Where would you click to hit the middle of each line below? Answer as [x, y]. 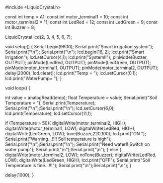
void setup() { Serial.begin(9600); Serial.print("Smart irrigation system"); [79, 46]
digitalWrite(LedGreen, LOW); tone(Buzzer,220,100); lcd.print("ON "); [76, 134]
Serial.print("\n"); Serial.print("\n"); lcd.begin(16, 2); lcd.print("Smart [75, 52]
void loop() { [18, 88]
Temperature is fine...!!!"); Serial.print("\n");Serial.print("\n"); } [68, 165]
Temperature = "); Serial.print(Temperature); [50, 103]
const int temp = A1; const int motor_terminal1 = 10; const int [67, 17]
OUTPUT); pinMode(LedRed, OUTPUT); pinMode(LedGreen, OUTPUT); [78, 62]
